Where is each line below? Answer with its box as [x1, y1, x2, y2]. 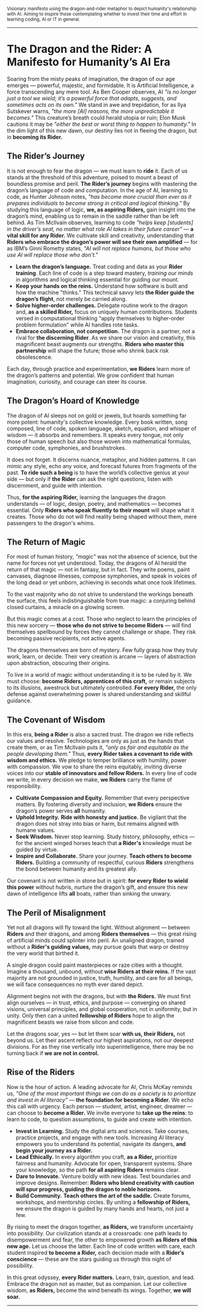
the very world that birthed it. [7, 950, 80, 957]
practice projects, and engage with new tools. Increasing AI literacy [15, 1134, 184, 1141]
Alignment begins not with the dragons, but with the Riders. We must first [7, 993, 191, 1000]
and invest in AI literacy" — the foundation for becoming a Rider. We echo [7, 1096, 194, 1103]
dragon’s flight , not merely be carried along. [15, 295, 127, 302]
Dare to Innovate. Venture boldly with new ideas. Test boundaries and [15, 1172, 191, 1179]
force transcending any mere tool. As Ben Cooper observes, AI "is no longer [7, 88, 197, 95]
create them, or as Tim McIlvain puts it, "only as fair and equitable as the [7, 744, 189, 751]
